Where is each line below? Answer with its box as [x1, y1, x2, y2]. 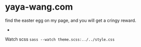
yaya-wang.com [5, 1, 73, 13]
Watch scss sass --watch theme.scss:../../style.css [5, 36, 115, 42]
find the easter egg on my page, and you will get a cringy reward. [5, 17, 137, 23]
